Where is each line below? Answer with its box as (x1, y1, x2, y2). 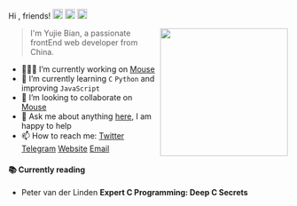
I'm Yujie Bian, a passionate (29, 28, 131, 38)
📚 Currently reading (8, 164, 86, 175)
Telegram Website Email (20, 143, 110, 154)
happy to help (20, 121, 72, 131)
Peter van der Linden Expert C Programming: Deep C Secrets (20, 187, 249, 198)
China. (29, 47, 54, 57)
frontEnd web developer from (29, 37, 138, 48)
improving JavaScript (20, 83, 100, 93)
